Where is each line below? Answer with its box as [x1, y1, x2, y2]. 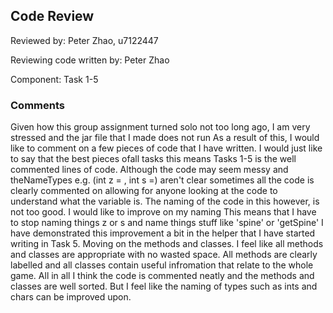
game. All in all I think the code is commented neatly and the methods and [10, 270, 315, 282]
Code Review [10, 8, 95, 25]
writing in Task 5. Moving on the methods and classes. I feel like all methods [10, 238, 324, 250]
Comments [10, 98, 65, 112]
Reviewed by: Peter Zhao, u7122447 [10, 34, 159, 46]
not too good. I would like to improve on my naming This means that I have [10, 206, 317, 218]
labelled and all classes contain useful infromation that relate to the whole [10, 259, 314, 271]
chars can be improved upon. [10, 291, 132, 303]
